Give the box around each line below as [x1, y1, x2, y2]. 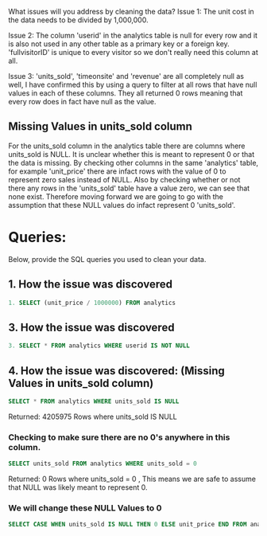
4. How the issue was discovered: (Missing [8, 364, 225, 378]
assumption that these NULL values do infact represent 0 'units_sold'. [8, 200, 236, 209]
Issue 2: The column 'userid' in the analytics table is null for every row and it [8, 31, 258, 40]
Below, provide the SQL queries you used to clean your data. [8, 254, 207, 264]
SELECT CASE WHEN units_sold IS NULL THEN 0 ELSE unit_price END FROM [8, 521, 247, 529]
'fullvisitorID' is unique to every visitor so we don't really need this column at [8, 48, 258, 57]
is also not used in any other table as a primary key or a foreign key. [8, 39, 230, 49]
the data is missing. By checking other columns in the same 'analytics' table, [8, 158, 259, 167]
